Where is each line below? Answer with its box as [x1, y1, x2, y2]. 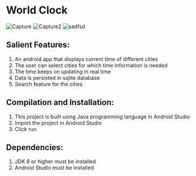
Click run [14, 126, 37, 133]
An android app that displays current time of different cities [14, 55, 158, 62]
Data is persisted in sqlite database [14, 74, 100, 81]
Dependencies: [6, 142, 64, 153]
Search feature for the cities [14, 80, 83, 87]
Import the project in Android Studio [14, 119, 102, 126]
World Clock [6, 4, 68, 17]
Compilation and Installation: [6, 97, 114, 107]
